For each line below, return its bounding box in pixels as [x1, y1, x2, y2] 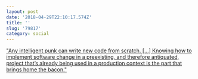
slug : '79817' [6, 25, 42, 31]
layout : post [6, 8, 39, 15]
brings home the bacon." [6, 66, 67, 73]
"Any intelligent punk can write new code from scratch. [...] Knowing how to [6, 47, 192, 54]
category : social [6, 31, 49, 37]
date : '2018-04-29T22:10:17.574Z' [6, 14, 92, 20]
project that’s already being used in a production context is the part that [6, 60, 182, 67]
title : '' [6, 20, 31, 26]
